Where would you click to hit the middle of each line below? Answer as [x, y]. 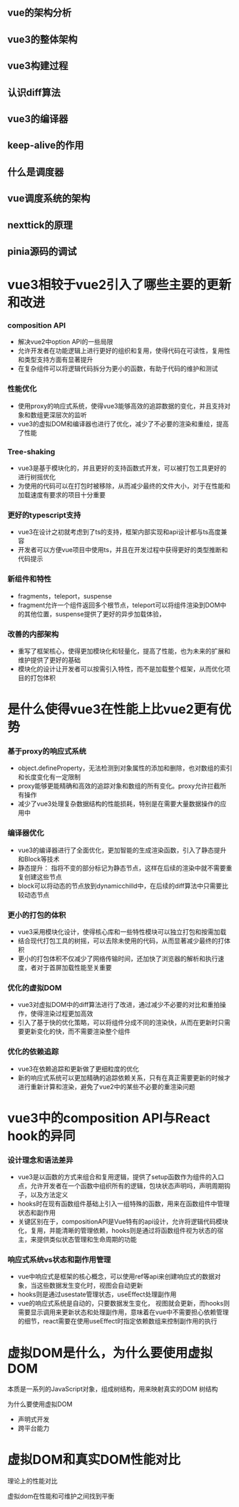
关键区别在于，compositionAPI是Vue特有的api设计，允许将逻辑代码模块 [123, 1222]
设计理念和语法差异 [40, 1160]
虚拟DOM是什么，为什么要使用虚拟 [110, 1353]
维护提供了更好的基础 [49, 660]
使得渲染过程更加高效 [62, 1013]
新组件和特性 [30, 579]
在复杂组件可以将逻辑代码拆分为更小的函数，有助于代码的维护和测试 [118, 369]
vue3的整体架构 [42, 39]
